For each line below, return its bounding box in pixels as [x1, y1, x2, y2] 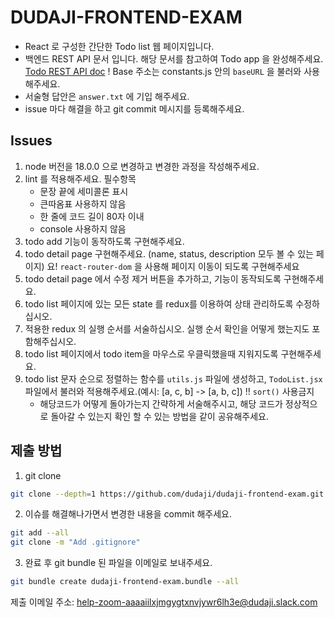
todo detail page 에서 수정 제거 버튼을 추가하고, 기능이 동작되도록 [24, 272, 282, 285]
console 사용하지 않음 [39, 222, 127, 235]
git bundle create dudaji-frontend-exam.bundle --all [10, 577, 240, 587]
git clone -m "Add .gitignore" [10, 537, 141, 548]
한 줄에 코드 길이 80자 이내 [39, 210, 145, 222]
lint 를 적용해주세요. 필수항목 [24, 172, 137, 185]
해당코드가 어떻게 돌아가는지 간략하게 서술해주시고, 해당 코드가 [39, 397, 283, 410]
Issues [10, 132, 53, 150]
